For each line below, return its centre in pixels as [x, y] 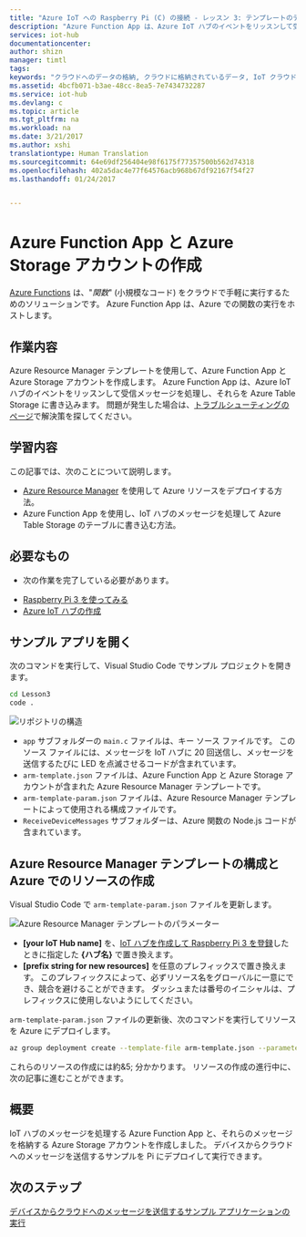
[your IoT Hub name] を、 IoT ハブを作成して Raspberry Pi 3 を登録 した [156, 943]
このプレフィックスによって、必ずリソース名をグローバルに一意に [163, 977]
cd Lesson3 [30, 695]
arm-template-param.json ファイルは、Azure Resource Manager [143, 798]
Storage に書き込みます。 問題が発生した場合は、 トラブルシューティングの [149, 405]
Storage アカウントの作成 [106, 266]
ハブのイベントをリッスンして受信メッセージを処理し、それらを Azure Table [153, 393]
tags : [20, 69]
